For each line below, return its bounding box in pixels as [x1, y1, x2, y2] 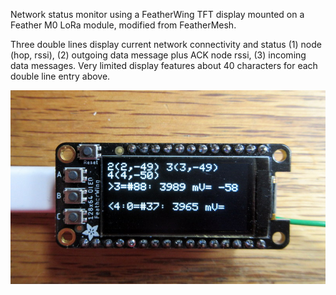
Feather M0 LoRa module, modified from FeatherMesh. [10, 19, 237, 31]
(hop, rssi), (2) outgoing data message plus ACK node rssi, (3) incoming [10, 49, 307, 61]
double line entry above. [10, 70, 111, 82]
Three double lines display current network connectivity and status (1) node [10, 39, 322, 50]
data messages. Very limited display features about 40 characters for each [10, 60, 318, 71]
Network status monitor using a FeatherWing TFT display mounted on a [10, 9, 305, 20]
